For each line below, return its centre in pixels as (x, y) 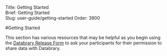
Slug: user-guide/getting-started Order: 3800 (53, 18)
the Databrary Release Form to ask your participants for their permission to (83, 43)
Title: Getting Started (27, 7)
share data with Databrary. (33, 48)
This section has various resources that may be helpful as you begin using (83, 38)
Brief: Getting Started (27, 13)
